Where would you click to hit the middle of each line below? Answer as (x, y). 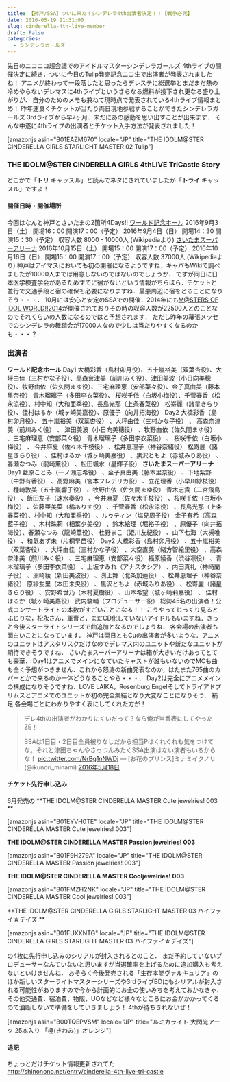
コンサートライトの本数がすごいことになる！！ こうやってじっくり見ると (116, 609)
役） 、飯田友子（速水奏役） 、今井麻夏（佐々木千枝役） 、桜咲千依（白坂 (112, 498)
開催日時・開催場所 (34, 206)
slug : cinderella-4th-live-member (56, 26)
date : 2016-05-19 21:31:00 (46, 20)
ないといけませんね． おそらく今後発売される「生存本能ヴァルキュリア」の (113, 973)
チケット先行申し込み (37, 784)
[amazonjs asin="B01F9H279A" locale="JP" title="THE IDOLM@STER (105, 855)
